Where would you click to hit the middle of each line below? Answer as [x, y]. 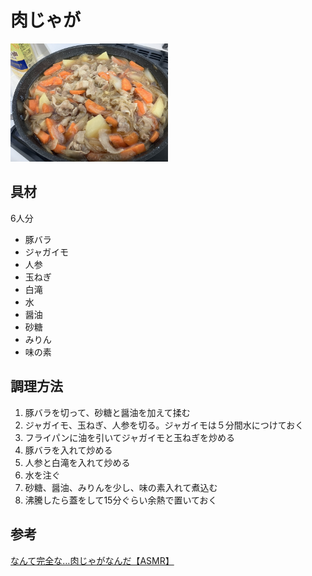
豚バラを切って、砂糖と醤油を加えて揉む [107, 412]
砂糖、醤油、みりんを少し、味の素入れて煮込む [121, 487]
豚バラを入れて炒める [68, 450]
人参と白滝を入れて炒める [77, 462]
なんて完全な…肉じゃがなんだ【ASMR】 [92, 560]
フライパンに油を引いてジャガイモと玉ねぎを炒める [130, 437]
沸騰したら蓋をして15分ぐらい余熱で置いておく [121, 500]
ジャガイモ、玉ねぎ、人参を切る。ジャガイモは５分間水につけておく [164, 425]
